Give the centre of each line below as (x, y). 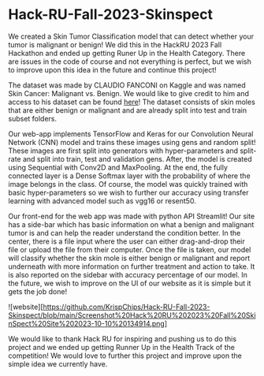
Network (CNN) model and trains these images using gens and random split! (132, 142)
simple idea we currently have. (58, 363)
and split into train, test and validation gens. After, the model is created (137, 158)
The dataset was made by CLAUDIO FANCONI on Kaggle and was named (127, 85)
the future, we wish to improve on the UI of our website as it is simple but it (130, 283)
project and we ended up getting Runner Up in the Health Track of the (121, 347)
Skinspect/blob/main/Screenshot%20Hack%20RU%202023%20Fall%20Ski (132, 315)
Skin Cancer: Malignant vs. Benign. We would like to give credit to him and (129, 93)
